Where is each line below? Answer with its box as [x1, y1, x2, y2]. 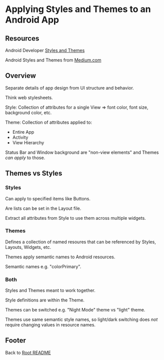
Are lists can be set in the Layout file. [5, 205, 81, 211]
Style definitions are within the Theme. [5, 297, 85, 303]
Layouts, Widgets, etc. [5, 244, 51, 250]
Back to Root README [5, 349, 51, 355]
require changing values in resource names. [5, 322, 96, 328]
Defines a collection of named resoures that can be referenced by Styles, [5, 239, 156, 245]
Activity [12, 134, 28, 140]
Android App [5, 14, 59, 26]
